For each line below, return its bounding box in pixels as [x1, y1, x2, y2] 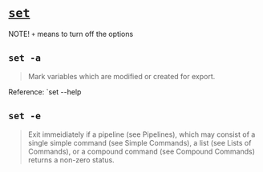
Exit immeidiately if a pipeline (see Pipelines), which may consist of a [27, 130, 256, 139]
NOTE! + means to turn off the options [8, 29, 134, 38]
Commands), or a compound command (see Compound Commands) [27, 146, 255, 156]
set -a [8, 52, 42, 64]
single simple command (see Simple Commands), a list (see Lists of [27, 138, 252, 147]
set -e [8, 110, 42, 122]
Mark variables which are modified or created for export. [27, 71, 216, 81]
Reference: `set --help [8, 86, 82, 97]
